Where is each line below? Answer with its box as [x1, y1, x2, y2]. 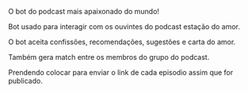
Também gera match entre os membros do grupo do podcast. [8, 53, 210, 61]
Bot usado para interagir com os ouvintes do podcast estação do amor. [8, 22, 240, 31]
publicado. [8, 76, 44, 85]
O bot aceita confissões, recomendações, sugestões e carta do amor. [8, 37, 236, 46]
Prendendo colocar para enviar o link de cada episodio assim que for [8, 68, 234, 77]
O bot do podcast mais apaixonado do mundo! [8, 7, 160, 16]
